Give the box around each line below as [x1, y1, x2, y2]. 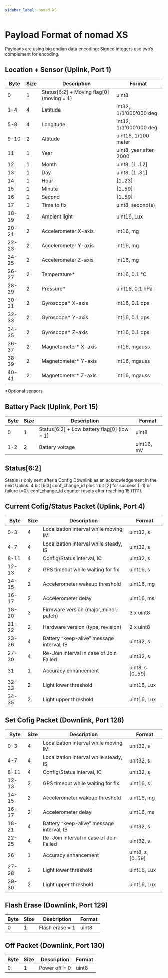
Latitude [41, 106, 61, 114]
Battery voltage [39, 444, 75, 451]
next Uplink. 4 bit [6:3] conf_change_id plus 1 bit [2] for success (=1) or [5, 483, 151, 488]
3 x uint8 [129, 609, 151, 616]
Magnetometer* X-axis [41, 343, 97, 350]
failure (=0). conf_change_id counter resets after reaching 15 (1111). [5, 488, 143, 494]
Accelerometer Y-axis [41, 242, 94, 249]
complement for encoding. [5, 51, 60, 57]
